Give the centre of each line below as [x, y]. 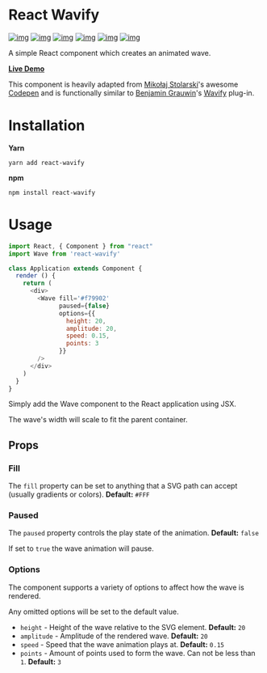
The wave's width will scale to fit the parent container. [98, 420]
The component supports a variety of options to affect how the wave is [126, 587]
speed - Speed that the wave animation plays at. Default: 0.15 [122, 644]
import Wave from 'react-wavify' [65, 254]
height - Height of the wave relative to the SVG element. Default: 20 [133, 627]
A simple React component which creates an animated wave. [110, 53]
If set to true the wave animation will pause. [81, 548]
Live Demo [27, 68]
